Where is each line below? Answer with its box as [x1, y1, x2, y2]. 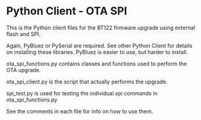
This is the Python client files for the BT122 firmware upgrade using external [6, 24, 196, 31]
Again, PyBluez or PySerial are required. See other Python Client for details [6, 42, 193, 49]
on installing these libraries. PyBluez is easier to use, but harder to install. [6, 48, 188, 55]
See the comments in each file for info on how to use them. [6, 107, 153, 115]
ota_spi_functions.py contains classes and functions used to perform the [6, 60, 187, 67]
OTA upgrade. [6, 66, 41, 73]
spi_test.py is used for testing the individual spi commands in [6, 89, 158, 97]
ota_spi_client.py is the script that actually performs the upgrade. [6, 78, 168, 85]
